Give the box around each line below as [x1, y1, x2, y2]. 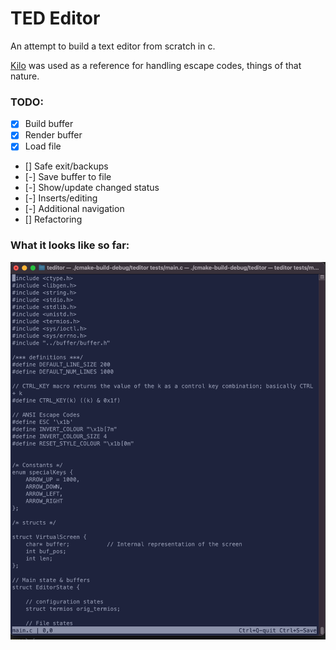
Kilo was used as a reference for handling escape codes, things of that [10, 59, 302, 71]
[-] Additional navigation [24, 203, 125, 215]
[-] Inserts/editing [24, 192, 98, 204]
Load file [24, 140, 62, 152]
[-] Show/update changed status [24, 182, 160, 194]
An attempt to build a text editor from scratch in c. [10, 40, 216, 52]
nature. [10, 70, 40, 82]
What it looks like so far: [10, 238, 130, 252]
